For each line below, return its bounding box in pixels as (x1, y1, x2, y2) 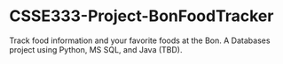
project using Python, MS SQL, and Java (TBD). (9, 44, 184, 54)
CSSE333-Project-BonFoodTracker (9, 6, 274, 26)
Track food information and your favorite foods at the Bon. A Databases (9, 35, 271, 46)
